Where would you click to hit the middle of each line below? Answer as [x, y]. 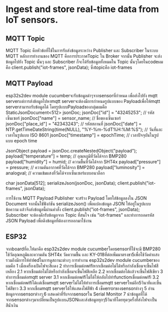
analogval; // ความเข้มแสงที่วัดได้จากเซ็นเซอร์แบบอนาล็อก [55, 173]
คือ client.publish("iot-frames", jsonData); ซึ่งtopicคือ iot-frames [69, 67]
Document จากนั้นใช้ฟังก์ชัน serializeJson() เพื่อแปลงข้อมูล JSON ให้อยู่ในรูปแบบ [78, 204]
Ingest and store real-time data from [82, 9]
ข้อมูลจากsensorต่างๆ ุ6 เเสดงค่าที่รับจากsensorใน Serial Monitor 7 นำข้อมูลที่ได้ [76, 294]
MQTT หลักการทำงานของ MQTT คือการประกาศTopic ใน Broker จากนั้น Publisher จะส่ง [84, 56]
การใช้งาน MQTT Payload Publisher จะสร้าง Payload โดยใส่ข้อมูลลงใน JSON [76, 198]
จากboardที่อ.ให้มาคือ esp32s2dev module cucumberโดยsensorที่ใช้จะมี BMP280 [83, 249]
